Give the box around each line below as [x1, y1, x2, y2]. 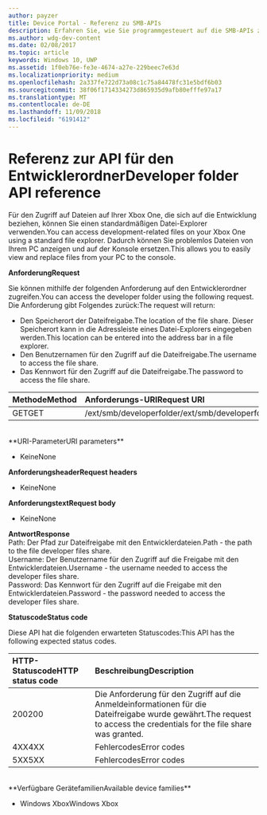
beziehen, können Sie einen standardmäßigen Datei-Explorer [8, 219, 208, 228]
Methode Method [12, 394, 77, 405]
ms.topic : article [8, 49, 69, 57]
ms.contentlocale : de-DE [8, 100, 91, 108]
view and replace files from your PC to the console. [8, 252, 176, 262]
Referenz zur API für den [8, 150, 174, 168]
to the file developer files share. [8, 545, 112, 555]
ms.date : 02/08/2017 [8, 41, 77, 49]
